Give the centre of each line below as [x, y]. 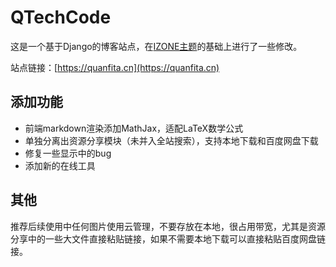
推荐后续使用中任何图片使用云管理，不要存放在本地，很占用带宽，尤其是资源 [168, 226]
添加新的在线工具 [60, 165]
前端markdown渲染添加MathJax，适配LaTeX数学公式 [134, 128]
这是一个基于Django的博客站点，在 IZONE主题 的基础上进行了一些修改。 [156, 46]
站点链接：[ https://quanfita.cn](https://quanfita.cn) [115, 67]
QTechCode [61, 17]
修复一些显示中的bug [68, 153]
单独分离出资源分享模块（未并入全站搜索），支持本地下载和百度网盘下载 [171, 140]
